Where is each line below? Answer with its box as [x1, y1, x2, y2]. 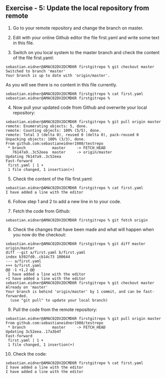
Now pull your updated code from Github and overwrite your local [12, 104, 148, 110]
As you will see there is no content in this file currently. [5, 81, 117, 87]
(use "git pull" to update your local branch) [10, 298, 108, 302]
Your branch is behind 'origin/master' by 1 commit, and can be [5, 289, 141, 294]
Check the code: [12, 351, 47, 357]
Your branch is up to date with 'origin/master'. [5, 73, 111, 78]
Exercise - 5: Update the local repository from [5, 4, 149, 12]
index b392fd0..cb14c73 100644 [5, 254, 70, 259]
